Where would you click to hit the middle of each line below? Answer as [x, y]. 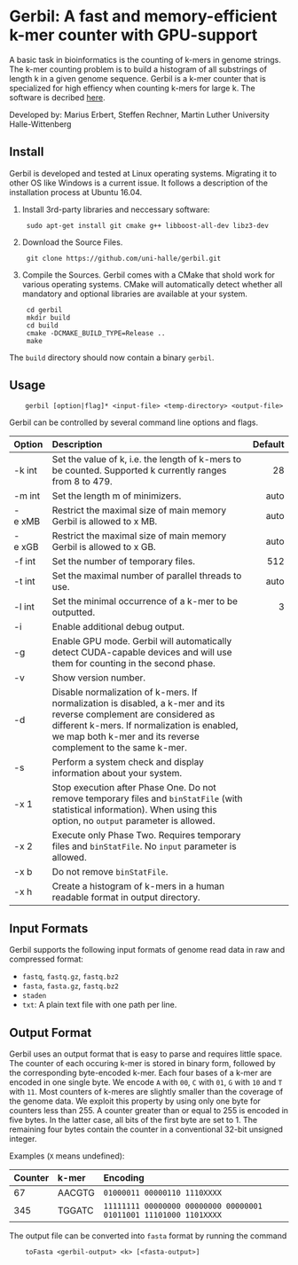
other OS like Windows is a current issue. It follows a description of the [139, 183]
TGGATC [75, 1211]
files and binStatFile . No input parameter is [144, 846]
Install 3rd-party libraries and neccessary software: [116, 209]
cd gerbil [44, 310]
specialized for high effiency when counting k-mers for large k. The [132, 88]
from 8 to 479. [82, 481]
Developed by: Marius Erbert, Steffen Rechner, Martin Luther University [140, 114]
